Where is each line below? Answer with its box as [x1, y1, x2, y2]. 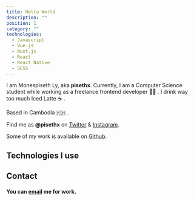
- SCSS [12, 65, 28, 71]
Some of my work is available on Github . [6, 133, 107, 140]
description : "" [6, 15, 47, 21]
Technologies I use [6, 150, 79, 160]
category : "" [6, 25, 39, 32]
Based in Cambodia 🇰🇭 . [6, 109, 69, 116]
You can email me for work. [6, 188, 77, 195]
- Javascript [12, 37, 45, 43]
